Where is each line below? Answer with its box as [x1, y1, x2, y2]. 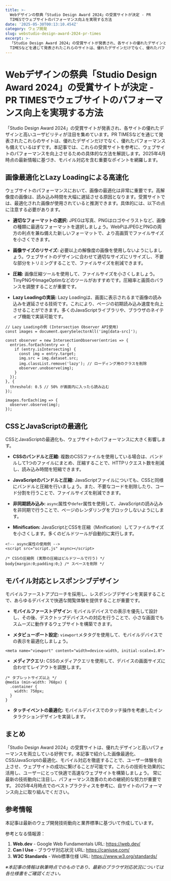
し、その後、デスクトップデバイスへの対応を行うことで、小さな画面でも [12, 615, 164, 620]
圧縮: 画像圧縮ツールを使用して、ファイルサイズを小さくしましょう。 [12, 271, 158, 277]
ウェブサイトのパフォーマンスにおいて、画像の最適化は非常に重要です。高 [5, 187, 161, 194]
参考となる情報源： [5, 831, 46, 837]
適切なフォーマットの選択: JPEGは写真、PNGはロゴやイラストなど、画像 [12, 217, 166, 224]
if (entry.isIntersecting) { [14, 347, 76, 352]
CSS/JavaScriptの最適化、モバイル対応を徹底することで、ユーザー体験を [5, 757, 158, 763]
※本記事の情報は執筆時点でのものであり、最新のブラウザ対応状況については [5, 864, 164, 870]
